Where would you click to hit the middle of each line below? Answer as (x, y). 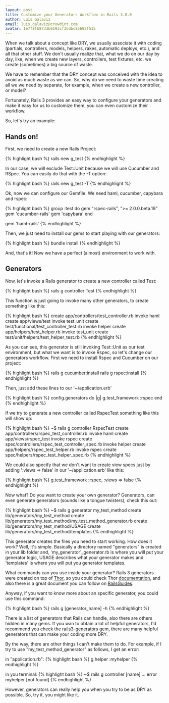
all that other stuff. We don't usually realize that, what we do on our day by (82, 54)
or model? (16, 90)
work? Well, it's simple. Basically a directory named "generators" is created (83, 546)
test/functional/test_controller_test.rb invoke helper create (66, 326)
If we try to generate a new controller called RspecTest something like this (82, 413)
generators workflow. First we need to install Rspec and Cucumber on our (82, 358)
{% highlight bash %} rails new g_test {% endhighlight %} (65, 158)
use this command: (25, 598)
